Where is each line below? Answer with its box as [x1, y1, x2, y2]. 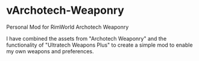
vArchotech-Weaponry [6, 4, 125, 17]
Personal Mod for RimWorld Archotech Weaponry [6, 23, 129, 30]
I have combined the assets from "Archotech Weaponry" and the [6, 35, 167, 42]
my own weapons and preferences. [6, 47, 95, 54]
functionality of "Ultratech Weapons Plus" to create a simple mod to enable [6, 41, 193, 48]
